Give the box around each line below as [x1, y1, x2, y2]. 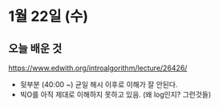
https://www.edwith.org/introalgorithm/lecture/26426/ [8, 63, 188, 73]
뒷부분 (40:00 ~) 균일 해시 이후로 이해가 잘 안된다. [19, 80, 178, 89]
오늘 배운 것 [8, 42, 63, 55]
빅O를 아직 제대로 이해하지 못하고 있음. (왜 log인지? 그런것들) [19, 89, 212, 99]
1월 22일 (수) [8, 7, 88, 26]
